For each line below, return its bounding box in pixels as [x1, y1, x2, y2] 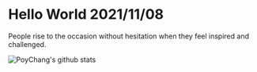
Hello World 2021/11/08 [8, 5, 164, 23]
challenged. [8, 39, 47, 49]
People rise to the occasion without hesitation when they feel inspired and [8, 31, 249, 41]
